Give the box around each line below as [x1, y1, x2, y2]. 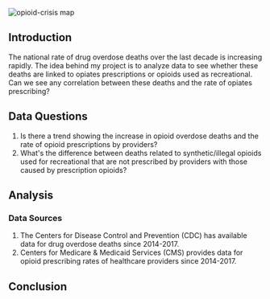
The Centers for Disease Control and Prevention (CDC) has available [19, 231, 247, 240]
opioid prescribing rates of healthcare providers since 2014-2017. [19, 256, 237, 266]
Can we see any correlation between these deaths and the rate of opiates [8, 77, 252, 88]
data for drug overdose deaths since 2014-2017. [19, 240, 180, 249]
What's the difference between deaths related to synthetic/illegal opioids [19, 148, 262, 158]
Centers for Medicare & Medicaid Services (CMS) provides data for [19, 248, 243, 257]
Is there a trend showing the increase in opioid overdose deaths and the [19, 131, 260, 141]
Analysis [8, 189, 54, 203]
